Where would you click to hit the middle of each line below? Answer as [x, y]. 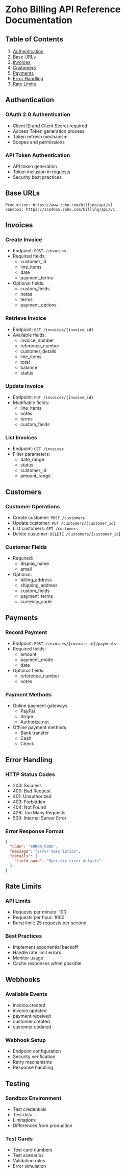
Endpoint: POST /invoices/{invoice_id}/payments [64, 643]
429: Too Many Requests [39, 813]
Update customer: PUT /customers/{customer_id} [64, 523]
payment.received [32, 1016]
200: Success [27, 786]
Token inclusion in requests [41, 172]
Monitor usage [28, 958]
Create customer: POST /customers [49, 518]
